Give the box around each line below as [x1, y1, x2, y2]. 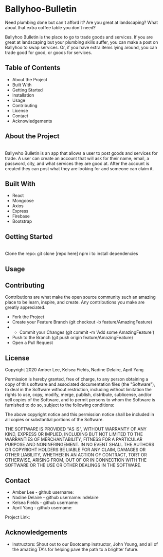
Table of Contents [5, 64, 61, 72]
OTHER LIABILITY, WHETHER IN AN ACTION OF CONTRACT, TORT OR [5, 452, 147, 458]
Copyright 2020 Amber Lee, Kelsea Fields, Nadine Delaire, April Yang [5, 367, 144, 373]
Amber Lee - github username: [12, 489, 74, 495]
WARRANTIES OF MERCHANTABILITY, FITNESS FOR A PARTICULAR [5, 436, 143, 442]
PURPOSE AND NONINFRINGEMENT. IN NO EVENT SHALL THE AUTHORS [5, 442, 155, 448]
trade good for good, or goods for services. [5, 50, 92, 55]
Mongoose [12, 198, 34, 204]
